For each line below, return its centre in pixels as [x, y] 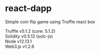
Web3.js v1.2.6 [20, 46]
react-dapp [29, 8]
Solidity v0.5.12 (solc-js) [29, 36]
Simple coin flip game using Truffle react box [50, 22]
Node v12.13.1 [19, 41]
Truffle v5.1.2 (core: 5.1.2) [30, 31]
